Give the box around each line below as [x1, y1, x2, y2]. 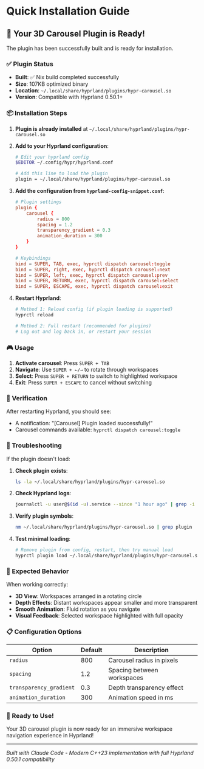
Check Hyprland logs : [15, 490, 72, 497]
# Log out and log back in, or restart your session [15, 329, 152, 335]
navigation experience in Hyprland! [6, 731, 94, 739]
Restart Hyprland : [15, 294, 62, 302]
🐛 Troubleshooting [6, 441, 62, 450]
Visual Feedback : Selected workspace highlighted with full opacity [15, 612, 183, 619]
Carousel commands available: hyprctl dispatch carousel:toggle [15, 426, 181, 433]
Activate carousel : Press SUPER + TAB [15, 360, 109, 367]
